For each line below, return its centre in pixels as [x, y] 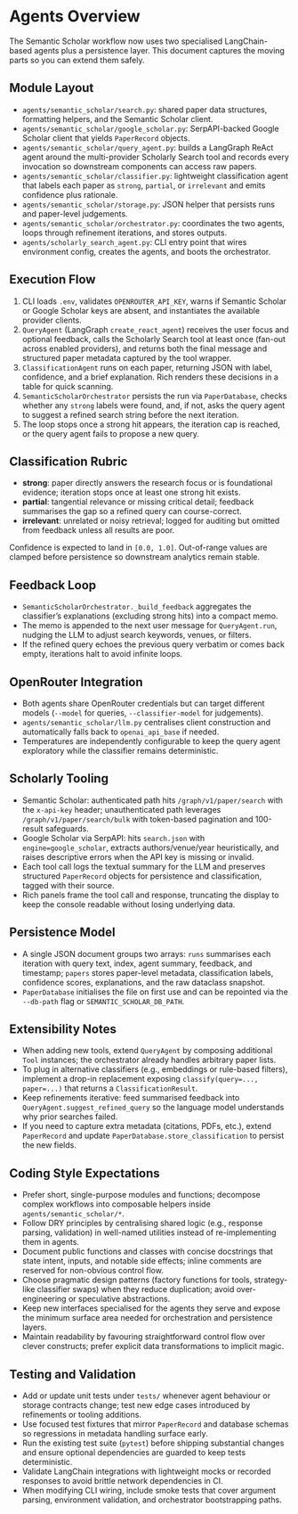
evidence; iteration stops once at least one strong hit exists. [131, 493]
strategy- [271, 1280]
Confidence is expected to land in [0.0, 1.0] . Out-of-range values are [138, 548]
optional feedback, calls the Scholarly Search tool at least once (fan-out [154, 339]
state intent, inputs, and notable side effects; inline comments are [142, 1261]
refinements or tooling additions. [82, 1415]
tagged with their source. [68, 885]
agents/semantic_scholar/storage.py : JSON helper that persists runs [149, 204]
